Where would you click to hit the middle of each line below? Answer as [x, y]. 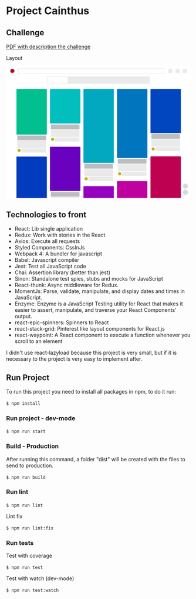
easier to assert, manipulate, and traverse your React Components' [96, 310]
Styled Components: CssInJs [50, 248]
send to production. [30, 465]
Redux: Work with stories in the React [60, 235]
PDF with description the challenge [48, 46]
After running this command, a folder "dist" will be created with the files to [96, 459]
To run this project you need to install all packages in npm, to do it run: [91, 391]
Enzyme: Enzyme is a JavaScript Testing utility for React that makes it [99, 304]
